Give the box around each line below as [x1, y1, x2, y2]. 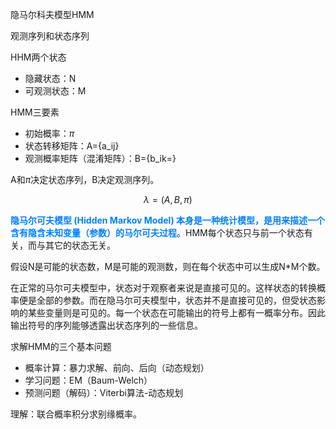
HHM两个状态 [10, 51, 67, 63]
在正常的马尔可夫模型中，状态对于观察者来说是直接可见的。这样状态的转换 [10, 282, 317, 293]
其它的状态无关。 [44, 239, 116, 251]
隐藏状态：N [24, 73, 77, 84]
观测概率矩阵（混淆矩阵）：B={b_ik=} [24, 153, 177, 164]
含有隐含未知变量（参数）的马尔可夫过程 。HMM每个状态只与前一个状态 [10, 227, 305, 238]
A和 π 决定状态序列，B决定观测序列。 [10, 174, 160, 185]
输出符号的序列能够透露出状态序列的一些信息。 [10, 319, 203, 331]
